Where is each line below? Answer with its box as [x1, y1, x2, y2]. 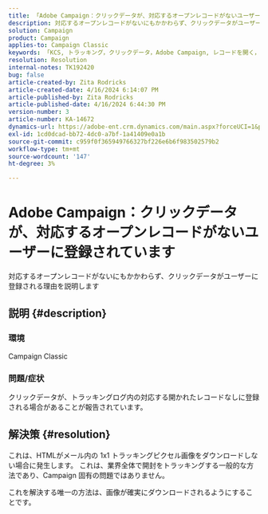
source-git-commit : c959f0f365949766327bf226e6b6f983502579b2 [8, 137, 219, 146]
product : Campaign [8, 33, 69, 42]
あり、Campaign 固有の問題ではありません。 [22, 470, 169, 480]
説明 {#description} [8, 307, 108, 320]
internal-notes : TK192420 [8, 64, 94, 72]
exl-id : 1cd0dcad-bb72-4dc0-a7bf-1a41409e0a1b [8, 130, 166, 138]
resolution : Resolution [8, 57, 88, 65]
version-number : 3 [8, 108, 69, 116]
